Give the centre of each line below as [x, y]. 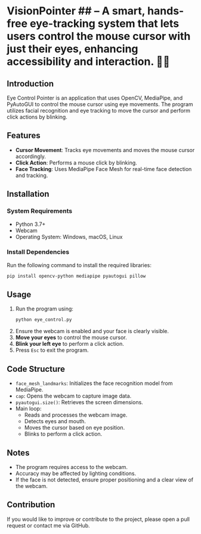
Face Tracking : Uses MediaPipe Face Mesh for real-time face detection [103, 169]
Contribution [31, 505]
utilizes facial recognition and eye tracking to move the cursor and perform [98, 111]
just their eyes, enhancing [73, 49]
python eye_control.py [44, 320]
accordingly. [31, 156]
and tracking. [32, 175]
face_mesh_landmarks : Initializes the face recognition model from [94, 383]
